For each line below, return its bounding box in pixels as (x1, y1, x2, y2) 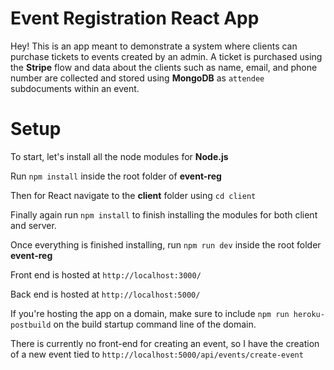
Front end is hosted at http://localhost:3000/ (10, 268, 202, 281)
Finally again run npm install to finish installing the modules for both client (10, 208, 318, 221)
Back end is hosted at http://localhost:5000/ (10, 288, 201, 300)
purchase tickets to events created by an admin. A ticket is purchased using (10, 50, 323, 62)
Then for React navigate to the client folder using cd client (10, 189, 257, 201)
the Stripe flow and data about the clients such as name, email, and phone (10, 61, 318, 73)
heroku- (293, 309, 325, 319)
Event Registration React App (10, 7, 260, 30)
